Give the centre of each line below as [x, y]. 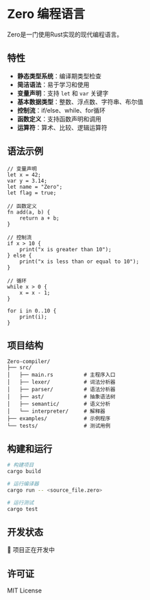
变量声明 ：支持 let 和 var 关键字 [63, 93]
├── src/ [20, 368]
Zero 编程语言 [46, 14]
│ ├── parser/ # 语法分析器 [61, 390]
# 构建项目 [21, 465]
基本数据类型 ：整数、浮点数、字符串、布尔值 [80, 102]
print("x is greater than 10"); [65, 249]
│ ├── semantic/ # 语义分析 [59, 404]
